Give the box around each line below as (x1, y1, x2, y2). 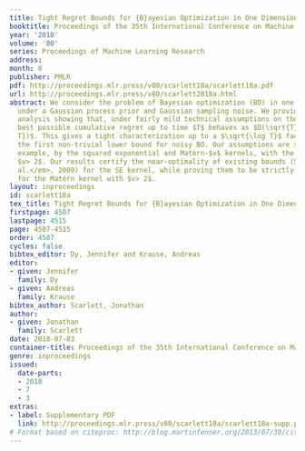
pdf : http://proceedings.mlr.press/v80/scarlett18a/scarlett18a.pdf (9, 81, 274, 90)
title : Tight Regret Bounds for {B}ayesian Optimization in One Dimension (9, 13, 299, 23)
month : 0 (9, 65, 43, 74)
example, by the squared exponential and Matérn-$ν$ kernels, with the (17, 148, 295, 157)
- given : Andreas (9, 284, 75, 293)
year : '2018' (9, 30, 59, 39)
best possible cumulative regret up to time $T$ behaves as (17, 124, 250, 133)
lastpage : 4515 (9, 215, 67, 225)
